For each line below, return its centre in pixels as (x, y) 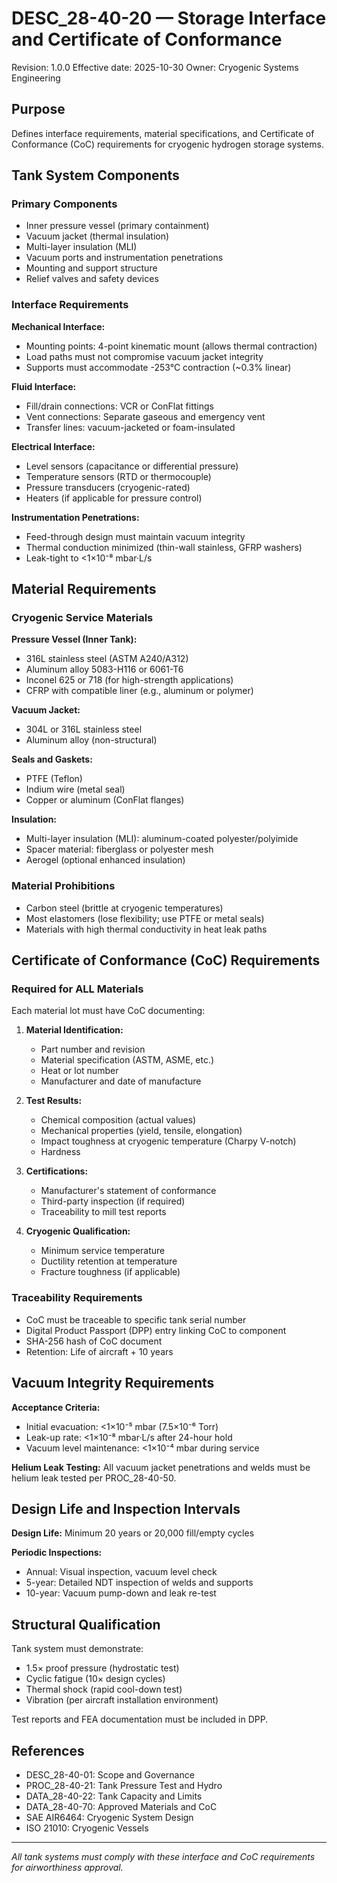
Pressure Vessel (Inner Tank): (74, 639)
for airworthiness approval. (67, 1867)
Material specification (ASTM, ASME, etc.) (127, 1060)
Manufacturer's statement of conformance (128, 1191)
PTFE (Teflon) (54, 779)
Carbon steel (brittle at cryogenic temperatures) (124, 908)
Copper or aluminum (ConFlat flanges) (105, 800)
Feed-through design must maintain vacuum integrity (135, 536)
